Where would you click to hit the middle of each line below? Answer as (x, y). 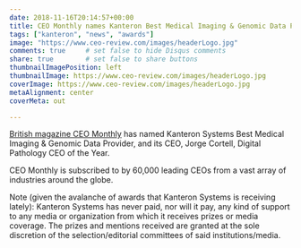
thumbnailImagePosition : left (66, 68)
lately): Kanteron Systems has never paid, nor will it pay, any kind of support (150, 207)
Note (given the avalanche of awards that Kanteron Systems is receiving (142, 197)
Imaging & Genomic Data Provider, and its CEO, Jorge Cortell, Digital (135, 143)
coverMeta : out (38, 101)
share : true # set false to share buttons (104, 59)
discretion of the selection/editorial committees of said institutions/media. (145, 235)
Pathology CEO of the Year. (60, 153)
